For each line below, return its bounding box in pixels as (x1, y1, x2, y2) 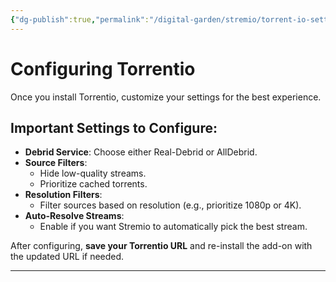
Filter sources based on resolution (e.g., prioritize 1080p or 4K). (39, 199, 302, 211)
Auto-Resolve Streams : (24, 210, 125, 222)
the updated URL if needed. (10, 251, 125, 263)
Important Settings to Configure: (10, 119, 218, 136)
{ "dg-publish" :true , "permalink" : (10, 14, 150, 25)
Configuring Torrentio (10, 57, 196, 80)
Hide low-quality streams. (39, 167, 147, 180)
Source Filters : (24, 157, 88, 169)
